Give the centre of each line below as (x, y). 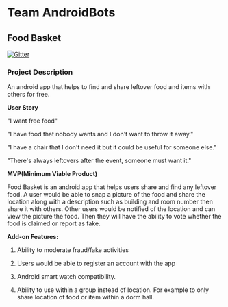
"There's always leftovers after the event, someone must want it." (99, 161)
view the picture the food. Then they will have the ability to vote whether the (114, 217)
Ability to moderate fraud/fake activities (73, 250)
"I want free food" (33, 121)
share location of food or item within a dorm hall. (85, 297)
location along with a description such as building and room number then (110, 202)
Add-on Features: (33, 237)
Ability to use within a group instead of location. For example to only (113, 290)
